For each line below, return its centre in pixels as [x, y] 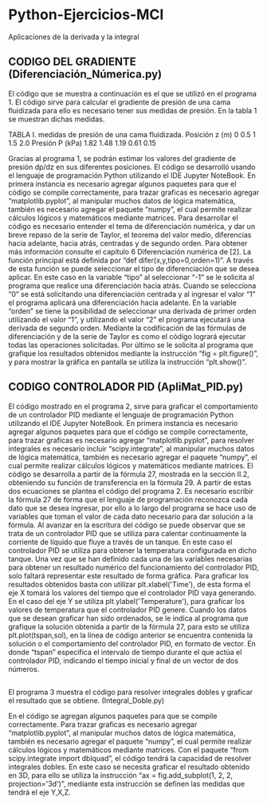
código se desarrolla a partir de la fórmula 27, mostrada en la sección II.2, [129, 474]
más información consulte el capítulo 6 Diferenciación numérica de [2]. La [130, 251]
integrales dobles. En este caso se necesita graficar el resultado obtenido [129, 767]
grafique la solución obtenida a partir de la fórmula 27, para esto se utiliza [129, 626]
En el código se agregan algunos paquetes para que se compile [113, 716]
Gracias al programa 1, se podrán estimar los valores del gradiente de [122, 158]
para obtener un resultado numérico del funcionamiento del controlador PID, [133, 567]
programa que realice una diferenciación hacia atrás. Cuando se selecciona [132, 286]
